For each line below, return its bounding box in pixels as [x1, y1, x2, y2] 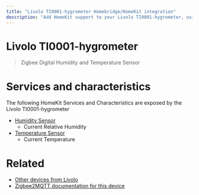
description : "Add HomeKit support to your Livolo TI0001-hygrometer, [6, 14, 184, 20]
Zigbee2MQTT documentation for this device [14, 183, 125, 190]
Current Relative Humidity [23, 123, 87, 131]
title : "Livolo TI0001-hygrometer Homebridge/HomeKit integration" [6, 8, 176, 15]
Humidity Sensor [14, 117, 56, 124]
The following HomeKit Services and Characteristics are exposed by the [6, 99, 182, 106]
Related [6, 157, 44, 170]
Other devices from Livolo [14, 176, 78, 183]
